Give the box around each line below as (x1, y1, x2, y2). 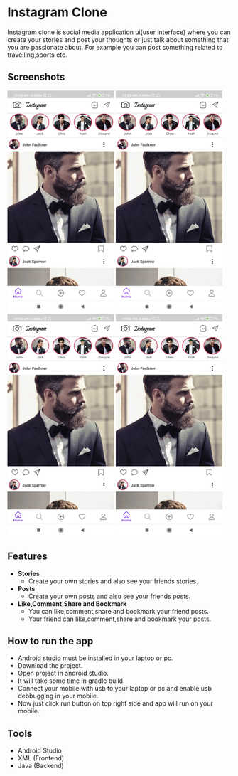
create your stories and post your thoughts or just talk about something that (7, 35, 229, 43)
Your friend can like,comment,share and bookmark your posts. (28, 615, 212, 623)
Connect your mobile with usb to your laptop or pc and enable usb (17, 684, 212, 693)
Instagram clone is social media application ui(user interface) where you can (7, 28, 231, 36)
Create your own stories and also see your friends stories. (28, 577, 199, 585)
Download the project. (17, 661, 83, 670)
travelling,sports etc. (7, 51, 67, 59)
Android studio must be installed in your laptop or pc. (17, 654, 173, 662)
